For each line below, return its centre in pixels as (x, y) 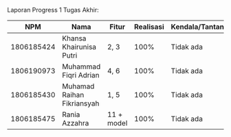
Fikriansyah (80, 103)
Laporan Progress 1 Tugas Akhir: (53, 10)
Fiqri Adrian (80, 75)
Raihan (73, 95)
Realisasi (149, 27)
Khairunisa (79, 47)
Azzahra (75, 123)
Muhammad (81, 66)
